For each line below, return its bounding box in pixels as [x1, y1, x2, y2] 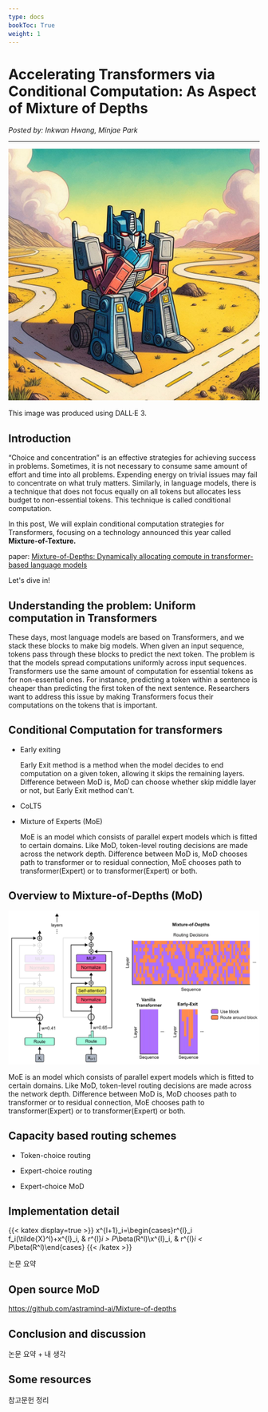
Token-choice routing [19, 1150, 92, 1160]
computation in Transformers [8, 611, 158, 625]
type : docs [8, 13, 45, 21]
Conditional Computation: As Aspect [8, 82, 257, 100]
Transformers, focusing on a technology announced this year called [8, 528, 231, 537]
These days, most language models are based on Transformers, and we [8, 632, 245, 642]
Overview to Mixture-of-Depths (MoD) [8, 889, 203, 902]
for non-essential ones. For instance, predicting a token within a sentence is [8, 675, 258, 684]
